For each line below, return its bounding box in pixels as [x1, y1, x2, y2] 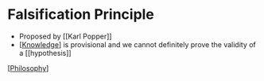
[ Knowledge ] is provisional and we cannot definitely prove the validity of [18, 39, 256, 49]
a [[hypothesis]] [18, 48, 72, 57]
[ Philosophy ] [7, 63, 49, 72]
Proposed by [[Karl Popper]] [18, 31, 112, 41]
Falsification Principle [7, 6, 154, 24]
